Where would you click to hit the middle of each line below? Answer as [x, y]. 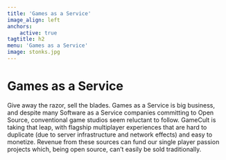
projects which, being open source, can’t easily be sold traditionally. [104, 149]
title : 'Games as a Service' [49, 13]
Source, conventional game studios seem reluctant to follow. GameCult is [112, 120]
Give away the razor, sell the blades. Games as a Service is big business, [111, 105]
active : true [38, 33]
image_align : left [34, 20]
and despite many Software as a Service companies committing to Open [111, 112]
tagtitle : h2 [26, 39]
